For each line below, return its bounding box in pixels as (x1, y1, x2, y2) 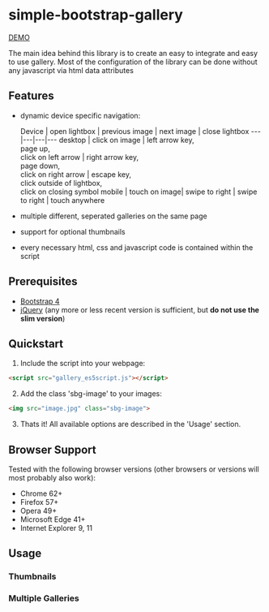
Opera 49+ (19, 506, 58, 515)
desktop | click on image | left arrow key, (58, 135, 194, 144)
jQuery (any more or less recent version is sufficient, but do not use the (19, 304, 259, 314)
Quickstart (8, 337, 64, 351)
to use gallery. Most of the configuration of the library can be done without (8, 57, 258, 67)
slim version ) (19, 313, 66, 323)
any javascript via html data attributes (8, 65, 134, 75)
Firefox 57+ (19, 497, 59, 506)
